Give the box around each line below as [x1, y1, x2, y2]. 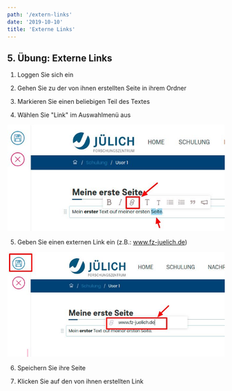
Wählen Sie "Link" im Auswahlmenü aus [17, 111, 131, 119]
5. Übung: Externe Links [7, 52, 113, 64]
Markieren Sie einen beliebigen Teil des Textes [17, 98, 151, 106]
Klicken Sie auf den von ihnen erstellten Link [17, 377, 144, 385]
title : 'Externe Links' [7, 26, 76, 33]
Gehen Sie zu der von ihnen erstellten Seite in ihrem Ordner [17, 84, 186, 93]
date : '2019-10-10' [7, 18, 64, 26]
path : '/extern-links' [7, 11, 72, 18]
